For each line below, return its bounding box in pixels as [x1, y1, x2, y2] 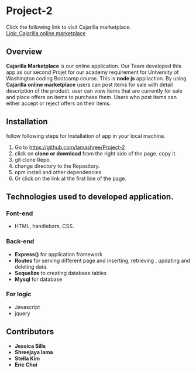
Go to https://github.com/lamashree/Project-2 [14, 144, 125, 151]
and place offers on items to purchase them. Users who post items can [6, 93, 177, 100]
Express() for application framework [14, 250, 103, 257]
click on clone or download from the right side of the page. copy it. [14, 150, 177, 157]
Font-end [6, 209, 33, 218]
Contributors [6, 327, 54, 337]
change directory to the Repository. [14, 162, 101, 169]
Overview [6, 47, 43, 57]
